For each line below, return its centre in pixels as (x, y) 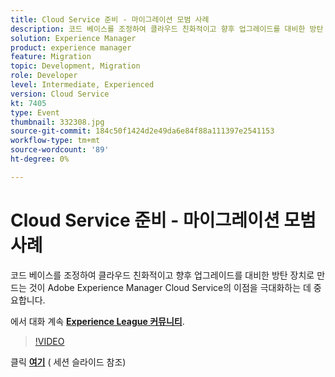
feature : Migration (51, 57)
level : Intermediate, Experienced (82, 85)
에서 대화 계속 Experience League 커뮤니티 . (97, 321)
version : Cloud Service (60, 94)
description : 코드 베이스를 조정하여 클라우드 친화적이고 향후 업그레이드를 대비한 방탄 (167, 29)
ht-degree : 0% (40, 159)
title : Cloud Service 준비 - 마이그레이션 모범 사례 (110, 19)
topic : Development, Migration (75, 66)
